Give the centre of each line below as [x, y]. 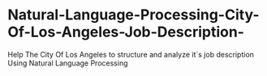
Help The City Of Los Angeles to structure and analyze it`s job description [131, 54]
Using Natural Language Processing [68, 63]
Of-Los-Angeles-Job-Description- [126, 32]
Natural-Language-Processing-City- [133, 15]
